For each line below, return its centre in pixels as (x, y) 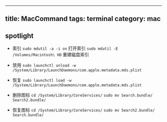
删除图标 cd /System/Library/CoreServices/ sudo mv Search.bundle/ (83, 95)
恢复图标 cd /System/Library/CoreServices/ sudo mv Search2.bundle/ (83, 110)
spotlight (19, 36)
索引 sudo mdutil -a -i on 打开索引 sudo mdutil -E (65, 48)
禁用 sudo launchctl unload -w (44, 65)
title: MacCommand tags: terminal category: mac (83, 19)
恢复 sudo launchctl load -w (42, 80)
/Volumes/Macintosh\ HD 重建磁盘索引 (51, 55)
